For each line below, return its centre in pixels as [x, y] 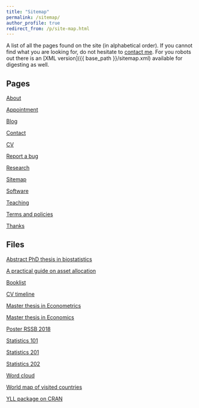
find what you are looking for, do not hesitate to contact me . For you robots [99, 52]
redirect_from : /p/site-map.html [48, 28]
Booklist [16, 282]
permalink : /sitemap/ [33, 17]
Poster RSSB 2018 [28, 329]
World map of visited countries [44, 387]
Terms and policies [30, 214]
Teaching [18, 203]
